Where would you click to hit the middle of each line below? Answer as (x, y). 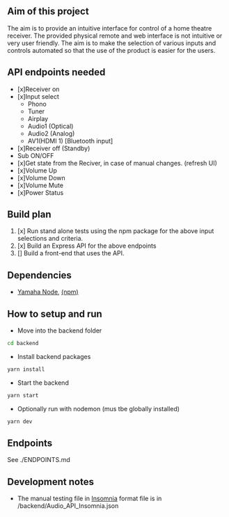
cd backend (23, 344)
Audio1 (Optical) (50, 126)
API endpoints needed (56, 72)
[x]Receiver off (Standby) (54, 148)
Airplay (38, 118)
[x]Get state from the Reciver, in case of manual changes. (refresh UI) (117, 163)
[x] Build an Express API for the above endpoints (87, 246)
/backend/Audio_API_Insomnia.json (68, 506)
